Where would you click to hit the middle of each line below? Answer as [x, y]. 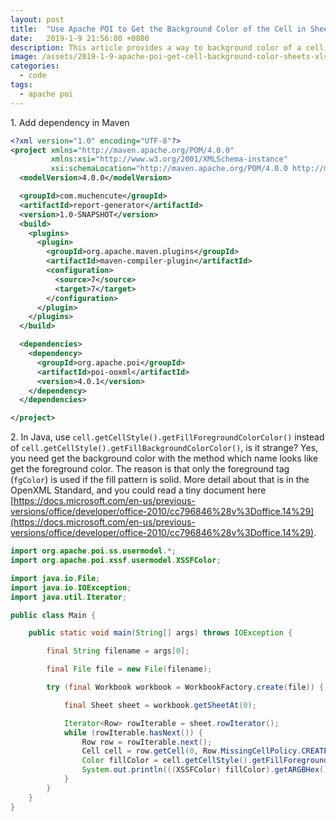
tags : [21, 85]
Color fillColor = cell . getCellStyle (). [167, 761]
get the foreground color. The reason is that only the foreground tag [150, 469]
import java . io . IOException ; [71, 587]
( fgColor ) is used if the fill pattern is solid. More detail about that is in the [160, 480]
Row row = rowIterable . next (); [147, 742]
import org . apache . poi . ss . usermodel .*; [93, 551]
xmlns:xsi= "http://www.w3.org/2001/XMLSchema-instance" [169, 159]
